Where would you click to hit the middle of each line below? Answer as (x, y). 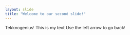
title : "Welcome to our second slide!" (46, 14)
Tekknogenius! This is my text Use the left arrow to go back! (65, 27)
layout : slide (19, 9)
